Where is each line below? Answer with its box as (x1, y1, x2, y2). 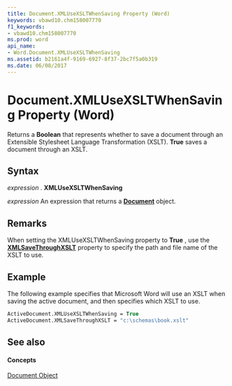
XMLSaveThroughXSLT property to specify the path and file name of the (7, 244, 218, 252)
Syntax (7, 165, 39, 177)
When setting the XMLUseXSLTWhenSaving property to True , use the (7, 236, 210, 244)
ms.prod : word (7, 36, 49, 43)
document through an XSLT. (7, 144, 88, 154)
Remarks (7, 217, 48, 229)
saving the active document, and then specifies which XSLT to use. (7, 297, 201, 305)
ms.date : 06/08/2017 (7, 62, 68, 69)
